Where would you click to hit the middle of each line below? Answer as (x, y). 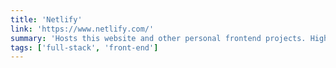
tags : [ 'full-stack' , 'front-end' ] (84, 47)
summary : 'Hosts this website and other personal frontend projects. (158, 38)
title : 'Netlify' (46, 19)
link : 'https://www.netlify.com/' (82, 29)
